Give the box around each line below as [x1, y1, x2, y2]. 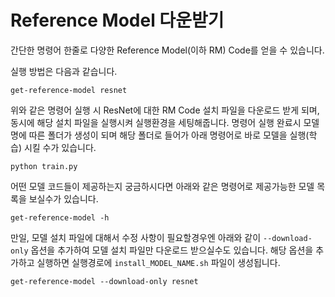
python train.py [10, 161, 78, 171]
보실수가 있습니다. [28, 192, 99, 205]
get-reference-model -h [10, 212, 110, 223]
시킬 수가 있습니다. [23, 141, 97, 153]
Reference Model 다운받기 [10, 9, 225, 32]
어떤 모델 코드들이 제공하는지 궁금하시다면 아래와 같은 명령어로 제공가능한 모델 [10, 180, 315, 192]
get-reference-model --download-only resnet [10, 276, 199, 286]
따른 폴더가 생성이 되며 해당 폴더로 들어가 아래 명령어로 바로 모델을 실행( [28, 129, 310, 141]
